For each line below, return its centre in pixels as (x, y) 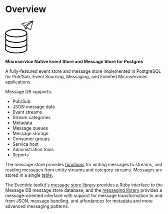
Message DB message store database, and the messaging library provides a (84, 190)
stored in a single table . (29, 175)
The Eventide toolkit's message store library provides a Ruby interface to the (84, 185)
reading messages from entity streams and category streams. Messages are (84, 170)
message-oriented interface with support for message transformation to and (84, 195)
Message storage (30, 133)
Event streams (27, 112)
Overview (26, 9)
